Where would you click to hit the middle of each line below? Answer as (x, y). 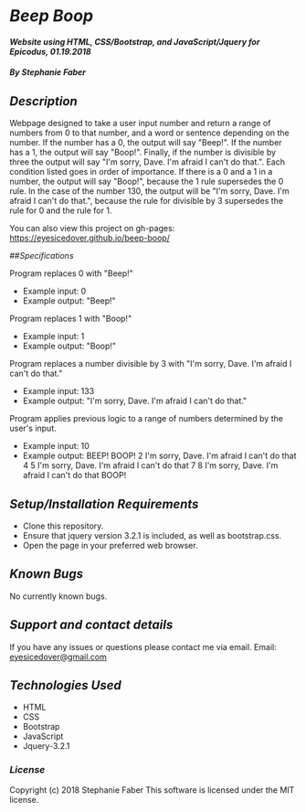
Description (43, 101)
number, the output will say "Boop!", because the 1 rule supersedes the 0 (147, 182)
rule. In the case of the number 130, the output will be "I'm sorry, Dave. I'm (149, 191)
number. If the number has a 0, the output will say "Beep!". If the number (146, 143)
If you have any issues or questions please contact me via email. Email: (143, 646)
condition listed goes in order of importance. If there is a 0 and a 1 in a (141, 172)
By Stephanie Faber (48, 72)
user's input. (33, 428)
